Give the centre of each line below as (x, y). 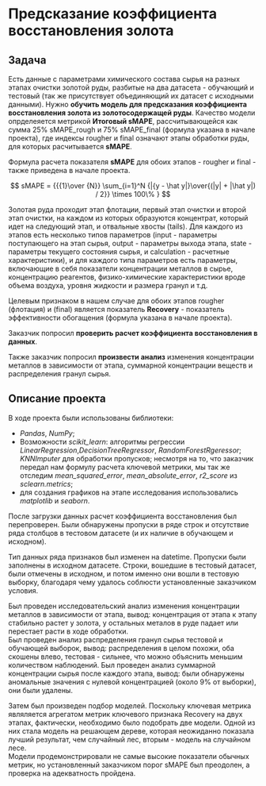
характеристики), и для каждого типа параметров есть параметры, (123, 260)
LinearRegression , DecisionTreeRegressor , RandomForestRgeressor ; (130, 450)
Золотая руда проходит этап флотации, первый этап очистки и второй (127, 210)
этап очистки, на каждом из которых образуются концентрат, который (128, 218)
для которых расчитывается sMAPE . (70, 146)
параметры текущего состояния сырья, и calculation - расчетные (119, 252)
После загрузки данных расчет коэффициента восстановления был (123, 516)
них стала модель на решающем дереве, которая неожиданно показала (131, 730)
